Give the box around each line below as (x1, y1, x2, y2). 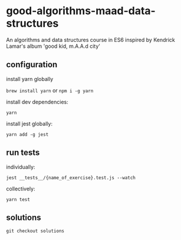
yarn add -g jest (6, 131, 49, 137)
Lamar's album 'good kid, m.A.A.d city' (6, 43, 100, 50)
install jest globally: (6, 120, 53, 127)
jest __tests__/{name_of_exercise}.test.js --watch (6, 174, 136, 181)
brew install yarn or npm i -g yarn (6, 87, 94, 94)
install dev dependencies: (6, 98, 69, 105)
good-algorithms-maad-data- (6, 4, 156, 18)
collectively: (6, 185, 35, 192)
